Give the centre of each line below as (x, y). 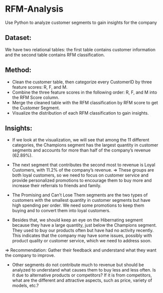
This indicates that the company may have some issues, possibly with (82, 235)
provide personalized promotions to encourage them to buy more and (82, 180)
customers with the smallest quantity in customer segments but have (81, 200)
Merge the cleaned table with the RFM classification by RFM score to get (85, 102)
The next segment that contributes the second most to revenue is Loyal (84, 165)
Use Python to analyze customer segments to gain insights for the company (81, 22)
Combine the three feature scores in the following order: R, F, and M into (84, 92)
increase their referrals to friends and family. (57, 186)
